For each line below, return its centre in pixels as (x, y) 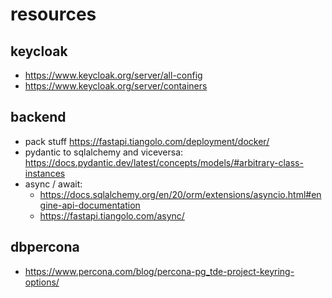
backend (38, 117)
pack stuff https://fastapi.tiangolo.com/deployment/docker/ (147, 141)
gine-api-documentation (90, 205)
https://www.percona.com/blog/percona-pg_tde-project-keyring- (159, 271)
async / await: (53, 184)
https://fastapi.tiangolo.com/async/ (112, 215)
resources (53, 14)
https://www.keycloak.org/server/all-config (113, 75)
